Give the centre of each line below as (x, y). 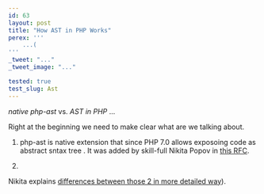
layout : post (30, 23)
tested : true (30, 81)
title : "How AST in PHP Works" (60, 30)
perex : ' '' (26, 38)
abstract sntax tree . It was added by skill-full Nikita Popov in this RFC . (134, 150)
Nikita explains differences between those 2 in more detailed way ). (117, 181)
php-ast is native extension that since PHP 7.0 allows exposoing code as (138, 142)
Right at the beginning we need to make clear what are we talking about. (126, 127)
